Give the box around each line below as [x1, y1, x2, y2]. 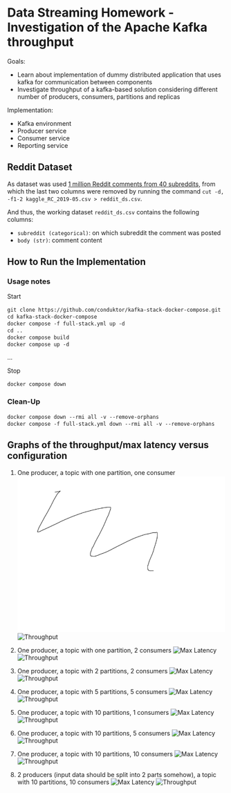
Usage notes [7, 277, 50, 286]
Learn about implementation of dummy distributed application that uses [17, 71, 221, 79]
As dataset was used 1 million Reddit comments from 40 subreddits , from [7, 180, 216, 188]
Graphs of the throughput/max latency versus [7, 439, 209, 451]
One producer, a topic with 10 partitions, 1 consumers [17, 708, 169, 716]
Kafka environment [17, 119, 72, 127]
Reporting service [17, 141, 68, 149]
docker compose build [7, 334, 70, 342]
